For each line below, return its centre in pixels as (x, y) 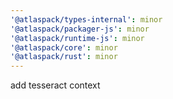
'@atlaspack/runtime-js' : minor (77, 38)
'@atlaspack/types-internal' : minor (86, 19)
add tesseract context (55, 85)
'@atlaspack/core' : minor (64, 47)
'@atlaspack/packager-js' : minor (80, 29)
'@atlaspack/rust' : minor (64, 57)
